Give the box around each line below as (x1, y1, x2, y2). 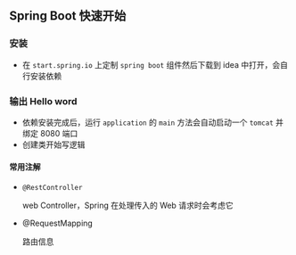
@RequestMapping (21, 218, 94, 229)
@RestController (21, 184, 83, 193)
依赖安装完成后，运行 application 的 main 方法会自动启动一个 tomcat (21, 117, 274, 127)
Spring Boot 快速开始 (9, 8, 127, 24)
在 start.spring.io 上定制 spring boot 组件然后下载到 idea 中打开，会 (21, 59, 281, 70)
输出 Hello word (9, 95, 78, 107)
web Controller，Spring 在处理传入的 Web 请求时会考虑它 (21, 200, 234, 211)
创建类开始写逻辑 (21, 139, 86, 150)
